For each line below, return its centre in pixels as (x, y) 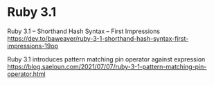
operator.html (27, 74)
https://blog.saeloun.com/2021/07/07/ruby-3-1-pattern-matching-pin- (107, 66)
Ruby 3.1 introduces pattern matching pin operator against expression (106, 59)
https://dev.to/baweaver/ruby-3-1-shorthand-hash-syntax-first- (98, 38)
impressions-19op (33, 46)
